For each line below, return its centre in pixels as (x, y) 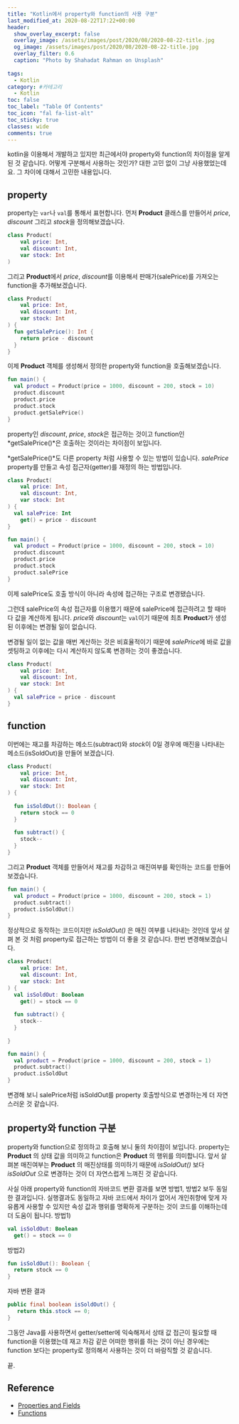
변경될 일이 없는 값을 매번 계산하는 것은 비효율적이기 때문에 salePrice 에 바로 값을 (119, 642)
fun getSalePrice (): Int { (54, 332)
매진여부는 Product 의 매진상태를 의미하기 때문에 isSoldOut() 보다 (112, 1164)
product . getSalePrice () (49, 413)
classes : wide (28, 126)
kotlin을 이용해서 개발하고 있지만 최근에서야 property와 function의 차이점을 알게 (119, 155)
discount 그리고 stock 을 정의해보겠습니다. (66, 222)
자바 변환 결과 (27, 1291)
